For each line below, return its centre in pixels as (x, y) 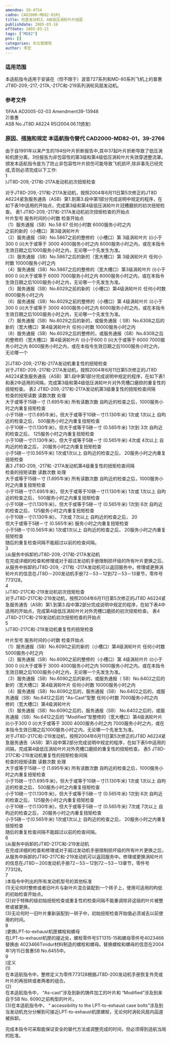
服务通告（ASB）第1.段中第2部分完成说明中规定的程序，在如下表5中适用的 (88, 742)
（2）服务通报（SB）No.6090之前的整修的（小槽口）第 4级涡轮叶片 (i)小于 (84, 659)
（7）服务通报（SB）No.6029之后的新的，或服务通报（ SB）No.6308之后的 (85, 320)
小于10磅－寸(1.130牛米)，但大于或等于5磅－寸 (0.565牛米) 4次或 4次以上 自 (85, 440)
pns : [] (14, 39)
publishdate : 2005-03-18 (32, 24)
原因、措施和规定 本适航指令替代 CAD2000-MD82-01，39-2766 (85, 139)
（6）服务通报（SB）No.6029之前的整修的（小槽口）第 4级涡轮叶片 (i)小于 (84, 301)
